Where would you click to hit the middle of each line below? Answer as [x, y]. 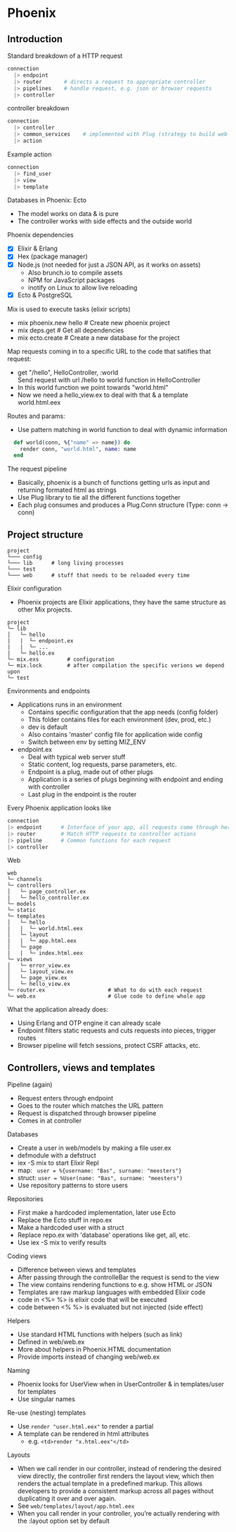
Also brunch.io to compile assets [75, 272]
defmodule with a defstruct [57, 1156]
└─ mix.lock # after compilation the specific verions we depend [116, 666]
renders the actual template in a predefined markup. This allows [110, 1483]
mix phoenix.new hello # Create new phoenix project [94, 322]
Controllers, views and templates [81, 1068]
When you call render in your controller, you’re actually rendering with [118, 1514]
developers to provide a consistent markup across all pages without [116, 1491]
